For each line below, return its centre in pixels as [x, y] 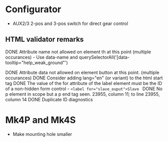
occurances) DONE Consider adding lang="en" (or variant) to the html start [84, 78]
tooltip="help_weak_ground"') [37, 63]
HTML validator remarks [45, 39]
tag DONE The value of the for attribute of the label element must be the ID [84, 83]
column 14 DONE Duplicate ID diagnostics [49, 99]
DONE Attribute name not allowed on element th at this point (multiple [78, 51]
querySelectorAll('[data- [104, 57]
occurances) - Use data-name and [41, 57]
